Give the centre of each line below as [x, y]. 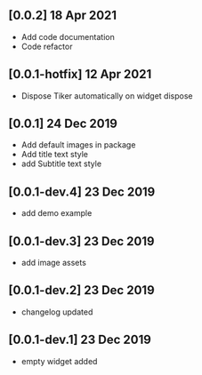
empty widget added [59, 361]
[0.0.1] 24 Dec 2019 [63, 124]
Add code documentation [68, 36]
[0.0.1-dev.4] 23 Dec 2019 [82, 191]
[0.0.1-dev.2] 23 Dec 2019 [81, 290]
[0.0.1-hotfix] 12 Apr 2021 [80, 74]
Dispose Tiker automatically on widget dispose [107, 96]
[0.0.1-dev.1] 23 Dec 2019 [80, 340]
